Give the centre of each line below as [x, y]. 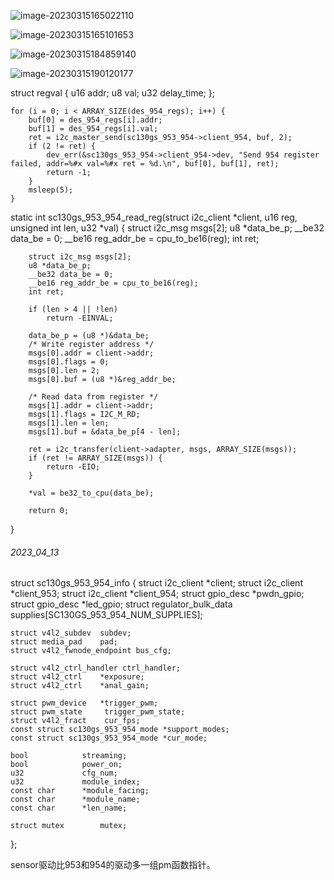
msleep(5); [51, 190]
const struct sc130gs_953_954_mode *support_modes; [120, 730]
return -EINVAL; [80, 318]
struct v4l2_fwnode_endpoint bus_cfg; [91, 651]
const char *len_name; [69, 808]
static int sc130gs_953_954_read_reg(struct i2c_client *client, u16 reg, [154, 217]
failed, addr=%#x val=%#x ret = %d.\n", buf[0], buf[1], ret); [145, 164]
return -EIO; [73, 467]
